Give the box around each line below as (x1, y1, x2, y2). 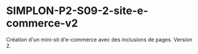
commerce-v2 (6, 16, 78, 30)
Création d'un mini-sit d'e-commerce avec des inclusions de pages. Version (6, 36, 193, 43)
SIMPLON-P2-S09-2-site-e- (6, 4, 149, 18)
